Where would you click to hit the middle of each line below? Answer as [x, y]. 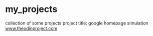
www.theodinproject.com [31, 28]
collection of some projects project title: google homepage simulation [77, 23]
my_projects [31, 9]
